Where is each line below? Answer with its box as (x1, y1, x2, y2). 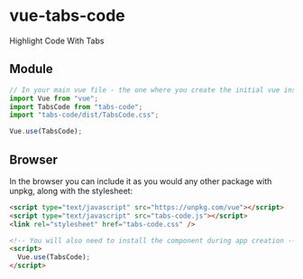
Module (9, 61, 53, 77)
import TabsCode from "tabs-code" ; (9, 102, 143, 111)
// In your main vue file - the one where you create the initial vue (9, 85, 280, 95)
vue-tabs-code (9, 5, 126, 26)
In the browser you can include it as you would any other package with (9, 175, 272, 186)
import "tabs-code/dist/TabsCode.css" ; (9, 110, 160, 120)
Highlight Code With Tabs (9, 35, 105, 46)
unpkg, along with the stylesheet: (9, 185, 133, 196)
